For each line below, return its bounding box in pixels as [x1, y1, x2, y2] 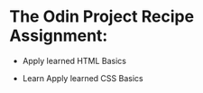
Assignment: [9, 25, 108, 46]
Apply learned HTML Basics [22, 55, 126, 66]
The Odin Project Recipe [9, 6, 195, 27]
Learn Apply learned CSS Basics [22, 72, 143, 83]
